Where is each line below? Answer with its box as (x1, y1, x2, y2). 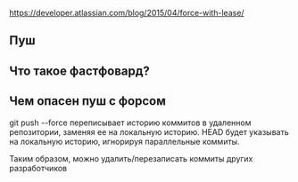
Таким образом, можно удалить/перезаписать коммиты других (9, 153, 253, 163)
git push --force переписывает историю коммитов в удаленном (9, 117, 252, 128)
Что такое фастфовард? (9, 63, 150, 78)
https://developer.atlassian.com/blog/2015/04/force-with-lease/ (9, 8, 244, 18)
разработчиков (9, 162, 68, 173)
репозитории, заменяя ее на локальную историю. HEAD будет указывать (9, 126, 289, 137)
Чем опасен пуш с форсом (9, 93, 167, 109)
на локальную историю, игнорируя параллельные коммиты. (9, 136, 240, 146)
